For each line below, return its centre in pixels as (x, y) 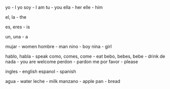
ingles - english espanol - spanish (41, 71)
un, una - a (17, 37)
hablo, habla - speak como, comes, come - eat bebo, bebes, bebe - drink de (85, 56)
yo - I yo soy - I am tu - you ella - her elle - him (54, 7)
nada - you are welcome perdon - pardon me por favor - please (72, 62)
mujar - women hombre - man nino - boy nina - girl (59, 47)
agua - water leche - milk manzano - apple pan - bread (63, 81)
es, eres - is (18, 27)
